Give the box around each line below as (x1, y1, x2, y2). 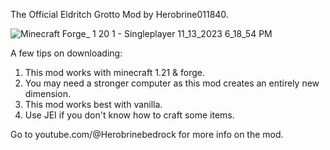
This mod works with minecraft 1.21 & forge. (24, 67, 206, 78)
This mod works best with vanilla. (24, 99, 163, 110)
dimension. (24, 88, 71, 99)
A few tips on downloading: (10, 47, 123, 59)
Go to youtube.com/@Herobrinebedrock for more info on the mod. (10, 129, 284, 140)
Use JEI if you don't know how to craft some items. (24, 109, 235, 121)
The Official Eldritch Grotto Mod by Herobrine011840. (10, 9, 229, 20)
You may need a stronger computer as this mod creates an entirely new (24, 77, 320, 89)
